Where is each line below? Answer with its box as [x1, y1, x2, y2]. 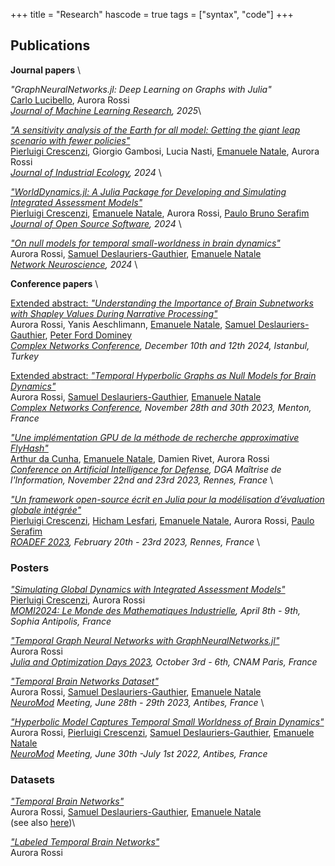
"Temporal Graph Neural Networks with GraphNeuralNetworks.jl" [10, 635, 280, 647]
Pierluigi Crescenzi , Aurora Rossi [10, 594, 146, 606]
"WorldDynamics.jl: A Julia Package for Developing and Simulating [10, 185, 287, 198]
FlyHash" [10, 442, 49, 454]
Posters [10, 560, 50, 574]
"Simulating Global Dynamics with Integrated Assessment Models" [10, 584, 286, 596]
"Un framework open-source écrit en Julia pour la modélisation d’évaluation [10, 493, 325, 505]
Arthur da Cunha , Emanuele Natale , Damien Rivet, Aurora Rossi [10, 452, 270, 464]
